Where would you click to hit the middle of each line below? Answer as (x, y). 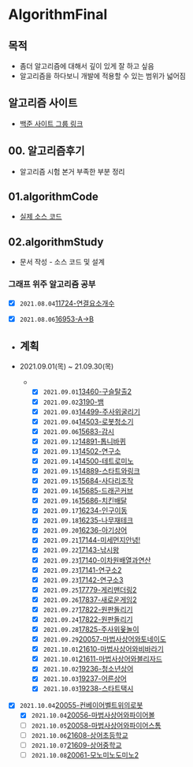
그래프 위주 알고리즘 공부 (52, 284)
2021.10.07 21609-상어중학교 (76, 745)
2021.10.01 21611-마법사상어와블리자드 (103, 659)
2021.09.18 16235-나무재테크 (88, 520)
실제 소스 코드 (41, 217)
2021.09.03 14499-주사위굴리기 (91, 411)
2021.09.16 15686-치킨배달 (85, 501)
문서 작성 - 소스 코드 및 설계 (62, 262)
